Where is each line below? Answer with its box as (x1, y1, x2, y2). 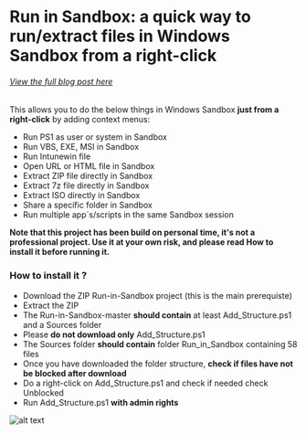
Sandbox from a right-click (9, 46, 217, 66)
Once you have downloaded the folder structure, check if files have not (22, 358, 294, 369)
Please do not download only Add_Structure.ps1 (22, 329, 206, 340)
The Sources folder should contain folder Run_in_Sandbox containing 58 (22, 338, 298, 349)
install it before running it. (9, 247, 110, 258)
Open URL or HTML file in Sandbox (22, 161, 155, 172)
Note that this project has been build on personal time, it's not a (9, 227, 256, 238)
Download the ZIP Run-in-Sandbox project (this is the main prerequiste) (22, 290, 292, 301)
